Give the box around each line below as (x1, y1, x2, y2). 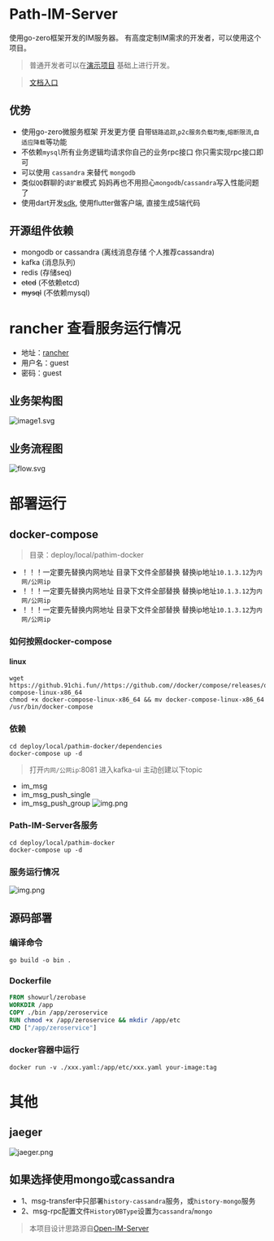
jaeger (9, 1126, 43, 1139)
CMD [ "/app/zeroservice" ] (9, 1023, 97, 1032)
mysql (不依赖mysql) (20, 288, 90, 297)
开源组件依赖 (9, 224, 74, 238)
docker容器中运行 (9, 1044, 80, 1056)
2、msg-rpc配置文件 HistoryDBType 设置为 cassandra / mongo (20, 1206, 213, 1216)
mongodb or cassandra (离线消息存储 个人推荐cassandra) (20, 247, 215, 257)
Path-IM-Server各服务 (9, 820, 98, 831)
